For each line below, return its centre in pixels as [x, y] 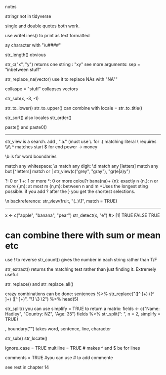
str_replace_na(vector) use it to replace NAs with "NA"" [61, 79]
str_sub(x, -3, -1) [22, 98]
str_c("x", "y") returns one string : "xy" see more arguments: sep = [73, 64]
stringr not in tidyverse [28, 16]
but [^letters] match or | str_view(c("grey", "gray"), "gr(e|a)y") [68, 171]
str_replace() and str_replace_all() [39, 284]
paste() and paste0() [26, 127]
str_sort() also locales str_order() [38, 118]
